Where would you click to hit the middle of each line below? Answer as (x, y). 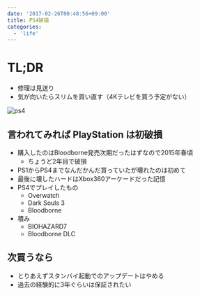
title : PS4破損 (28, 20)
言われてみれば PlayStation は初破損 (85, 135)
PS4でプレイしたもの (48, 187)
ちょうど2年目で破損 (57, 161)
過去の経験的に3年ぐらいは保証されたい (74, 285)
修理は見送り (36, 88)
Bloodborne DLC (52, 234)
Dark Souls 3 (46, 203)
